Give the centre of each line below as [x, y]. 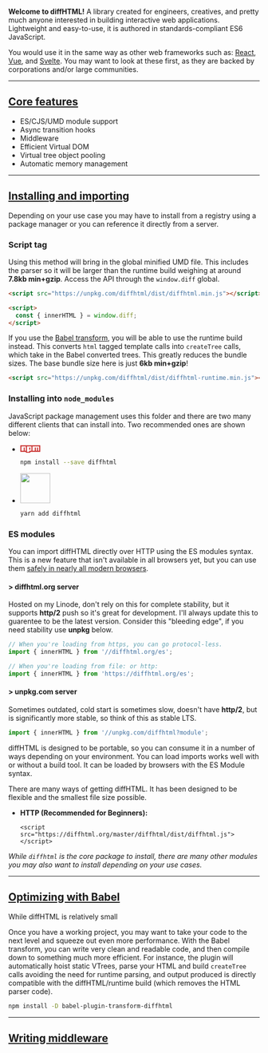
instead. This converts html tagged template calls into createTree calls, [125, 346]
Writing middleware [58, 1038]
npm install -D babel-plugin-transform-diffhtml [91, 1006]
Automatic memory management [74, 164]
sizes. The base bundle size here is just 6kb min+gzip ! [99, 363]
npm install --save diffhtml [68, 462]
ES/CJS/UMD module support [69, 121]
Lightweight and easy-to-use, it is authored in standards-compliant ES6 [126, 28]
